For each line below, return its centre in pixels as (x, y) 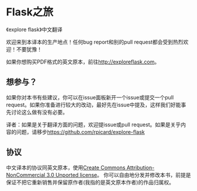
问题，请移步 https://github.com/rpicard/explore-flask (81, 132)
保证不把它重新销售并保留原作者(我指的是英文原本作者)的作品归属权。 (90, 182)
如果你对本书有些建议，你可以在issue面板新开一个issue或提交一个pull (90, 97)
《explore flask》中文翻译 (34, 29)
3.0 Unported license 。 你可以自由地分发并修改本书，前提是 (119, 175)
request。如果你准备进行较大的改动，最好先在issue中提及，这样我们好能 (94, 105)
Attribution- (141, 167)
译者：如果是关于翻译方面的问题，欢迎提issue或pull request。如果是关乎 (94, 125)
